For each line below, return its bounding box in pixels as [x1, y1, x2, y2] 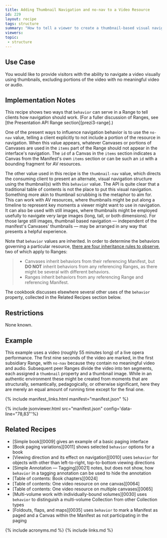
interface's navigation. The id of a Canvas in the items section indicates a [5, 150, 156, 156]
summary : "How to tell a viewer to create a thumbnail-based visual [5, 26, 150, 31]
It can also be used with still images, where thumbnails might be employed [5, 207, 158, 213]
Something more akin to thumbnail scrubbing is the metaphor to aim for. [5, 192, 153, 198]
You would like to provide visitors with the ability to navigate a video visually [5, 71, 161, 77]
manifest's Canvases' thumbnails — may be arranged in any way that [5, 223, 147, 229]
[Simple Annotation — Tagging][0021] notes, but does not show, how [12, 465, 154, 471]
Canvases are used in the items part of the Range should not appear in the [5, 145, 158, 151]
